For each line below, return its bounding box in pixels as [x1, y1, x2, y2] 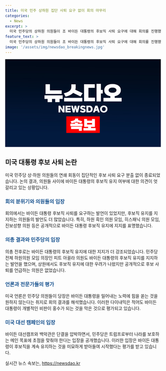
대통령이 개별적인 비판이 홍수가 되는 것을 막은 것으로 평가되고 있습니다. [5, 305, 141, 311]
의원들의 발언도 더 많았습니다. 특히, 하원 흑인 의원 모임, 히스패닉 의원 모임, [18, 216, 161, 223]
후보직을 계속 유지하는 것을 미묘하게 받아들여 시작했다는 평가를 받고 [14, 344, 144, 350]
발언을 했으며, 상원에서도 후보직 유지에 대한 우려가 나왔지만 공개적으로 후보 [10, 261, 154, 267]
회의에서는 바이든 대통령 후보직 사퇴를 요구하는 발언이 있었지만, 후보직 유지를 [5, 210, 153, 216]
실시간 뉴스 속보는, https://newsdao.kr [5, 360, 81, 367]
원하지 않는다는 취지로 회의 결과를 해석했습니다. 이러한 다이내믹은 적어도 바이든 [5, 299, 157, 305]
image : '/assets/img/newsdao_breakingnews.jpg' [5, 45, 105, 50]
